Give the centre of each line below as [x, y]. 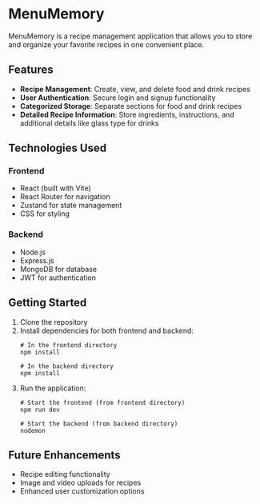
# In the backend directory [66, 366]
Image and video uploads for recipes [80, 483]
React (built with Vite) [55, 188]
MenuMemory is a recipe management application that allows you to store [130, 36]
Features [31, 70]
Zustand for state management [71, 206]
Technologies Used [57, 148]
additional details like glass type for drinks [89, 123]
